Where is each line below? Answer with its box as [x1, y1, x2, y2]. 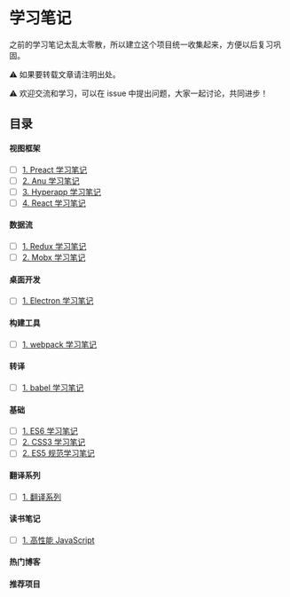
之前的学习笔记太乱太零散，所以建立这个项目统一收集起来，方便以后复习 [9, 39, 273, 50]
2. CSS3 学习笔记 [21, 436, 86, 448]
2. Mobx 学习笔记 [21, 252, 86, 263]
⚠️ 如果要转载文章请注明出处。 [9, 68, 121, 80]
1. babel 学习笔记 [21, 382, 84, 393]
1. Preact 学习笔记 [21, 164, 88, 175]
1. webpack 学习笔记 [21, 339, 98, 350]
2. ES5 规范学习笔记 [21, 448, 95, 459]
